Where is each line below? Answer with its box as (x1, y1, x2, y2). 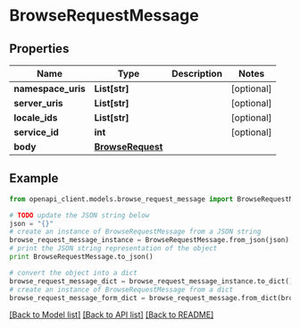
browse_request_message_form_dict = (9, 293, 146, 302)
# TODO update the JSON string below (9, 211, 150, 220)
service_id (13, 126, 60, 139)
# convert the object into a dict (9, 268, 138, 277)
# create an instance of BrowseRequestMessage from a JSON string (9, 227, 262, 237)
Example (9, 171, 59, 186)
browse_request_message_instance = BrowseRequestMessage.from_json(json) (9, 236, 290, 245)
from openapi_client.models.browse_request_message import (9, 194, 234, 204)
